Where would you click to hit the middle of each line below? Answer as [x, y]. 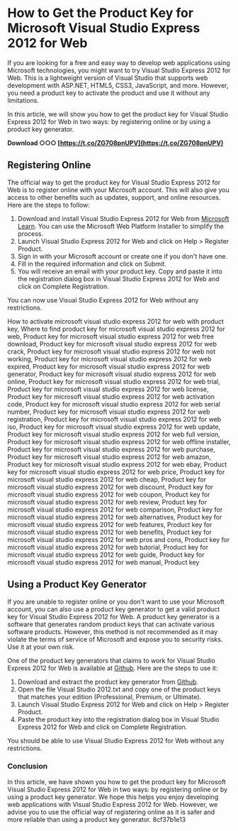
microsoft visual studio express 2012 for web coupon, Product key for [109, 494]
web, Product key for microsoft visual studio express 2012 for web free [111, 336]
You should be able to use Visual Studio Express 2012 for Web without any [116, 740]
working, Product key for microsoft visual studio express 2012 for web [109, 358]
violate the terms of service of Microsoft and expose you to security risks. [115, 639]
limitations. [23, 100]
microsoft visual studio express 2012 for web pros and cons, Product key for [119, 539]
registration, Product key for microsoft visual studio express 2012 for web [114, 419]
